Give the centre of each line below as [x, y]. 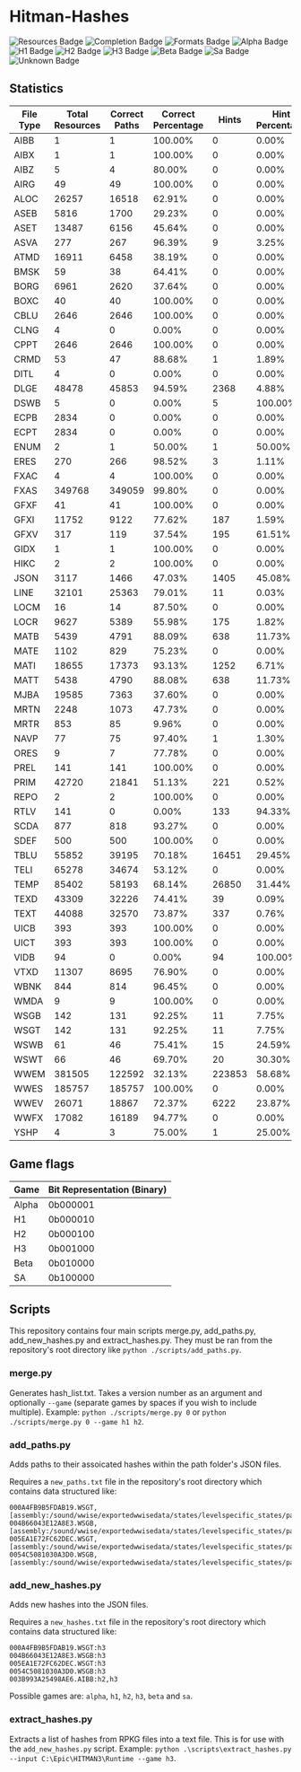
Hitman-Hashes [69, 17]
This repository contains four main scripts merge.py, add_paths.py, [133, 1331]
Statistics [37, 88]
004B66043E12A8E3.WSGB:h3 [57, 1656]
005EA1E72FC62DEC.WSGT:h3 [57, 1664]
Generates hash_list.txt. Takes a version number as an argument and [136, 1392]
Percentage [178, 125]
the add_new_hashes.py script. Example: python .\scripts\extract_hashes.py [150, 1749]
